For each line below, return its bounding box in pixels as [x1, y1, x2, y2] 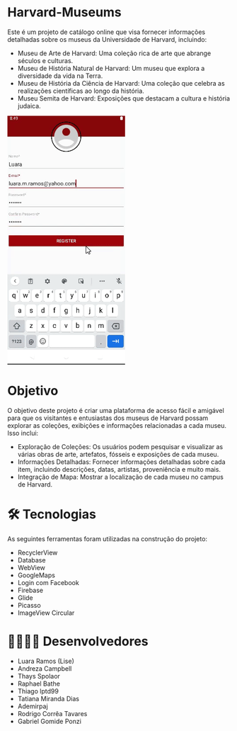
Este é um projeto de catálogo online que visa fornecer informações [7, 28, 206, 36]
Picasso [17, 601, 41, 609]
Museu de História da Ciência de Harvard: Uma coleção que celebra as [17, 79, 225, 87]
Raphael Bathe [17, 679, 60, 688]
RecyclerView [17, 548, 58, 557]
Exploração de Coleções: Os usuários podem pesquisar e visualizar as [17, 442, 224, 450]
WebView [17, 563, 46, 572]
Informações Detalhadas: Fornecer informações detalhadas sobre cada [17, 458, 226, 466]
